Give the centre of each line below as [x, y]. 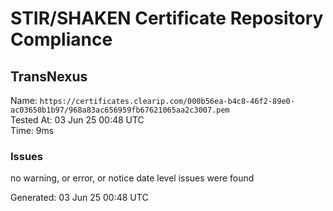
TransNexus [49, 76]
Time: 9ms [32, 130]
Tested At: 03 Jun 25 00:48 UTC [77, 120]
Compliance [61, 39]
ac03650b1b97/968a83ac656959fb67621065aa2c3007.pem [120, 110]
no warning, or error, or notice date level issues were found [132, 178]
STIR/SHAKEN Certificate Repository [167, 18]
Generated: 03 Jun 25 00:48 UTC [79, 198]
